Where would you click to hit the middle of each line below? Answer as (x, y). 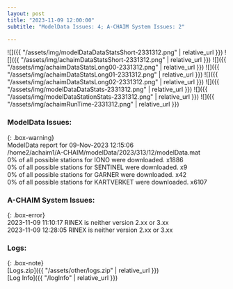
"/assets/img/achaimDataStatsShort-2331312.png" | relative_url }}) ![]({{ (123, 60)
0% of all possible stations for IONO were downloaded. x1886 (96, 159)
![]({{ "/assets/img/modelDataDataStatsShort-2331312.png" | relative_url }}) (115, 52)
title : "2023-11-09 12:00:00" (51, 20)
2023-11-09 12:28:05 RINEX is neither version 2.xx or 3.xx (90, 230)
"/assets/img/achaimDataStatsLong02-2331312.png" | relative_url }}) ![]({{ (113, 82)
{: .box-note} (25, 263)
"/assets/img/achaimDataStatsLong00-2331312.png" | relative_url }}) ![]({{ (113, 68)
